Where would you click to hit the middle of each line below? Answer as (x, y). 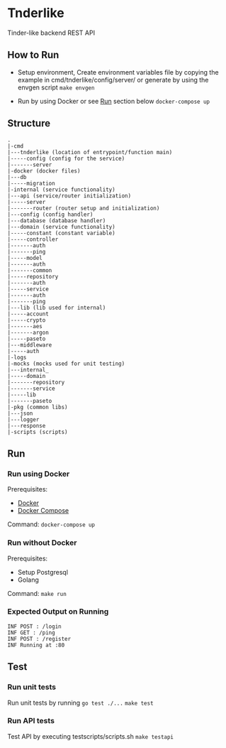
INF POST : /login (34, 627)
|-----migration (31, 183)
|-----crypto (27, 320)
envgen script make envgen (56, 87)
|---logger (23, 419)
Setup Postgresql (43, 572)
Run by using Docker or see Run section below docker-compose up (114, 101)
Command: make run (37, 593)
